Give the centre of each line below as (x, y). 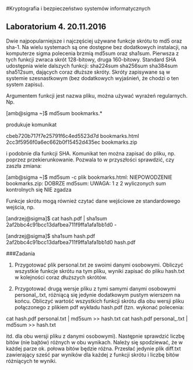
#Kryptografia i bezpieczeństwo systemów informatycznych (78, 8)
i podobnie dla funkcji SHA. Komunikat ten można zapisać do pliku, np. (91, 153)
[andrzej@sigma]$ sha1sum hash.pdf (50, 236)
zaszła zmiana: (24, 165)
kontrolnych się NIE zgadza (39, 189)
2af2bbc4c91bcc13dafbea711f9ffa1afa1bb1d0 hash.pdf (71, 242)
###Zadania (21, 253)
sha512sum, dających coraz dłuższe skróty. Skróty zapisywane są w (88, 72)
